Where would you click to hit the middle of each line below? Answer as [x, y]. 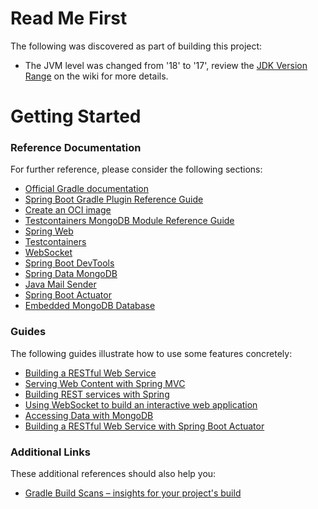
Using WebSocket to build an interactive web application [141, 404]
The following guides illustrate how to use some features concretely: [151, 353]
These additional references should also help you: [113, 474]
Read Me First [69, 18]
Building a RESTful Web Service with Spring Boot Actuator [144, 426]
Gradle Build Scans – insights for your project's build [133, 493]
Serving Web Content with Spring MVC [105, 383]
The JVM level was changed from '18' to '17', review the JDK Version [166, 65]
